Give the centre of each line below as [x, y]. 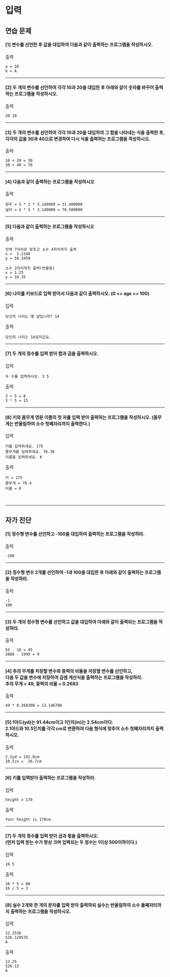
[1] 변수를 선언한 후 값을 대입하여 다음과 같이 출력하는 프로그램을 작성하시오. [79, 45]
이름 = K [13, 489]
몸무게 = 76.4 [18, 483]
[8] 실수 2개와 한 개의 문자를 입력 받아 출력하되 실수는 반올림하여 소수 [73, 905]
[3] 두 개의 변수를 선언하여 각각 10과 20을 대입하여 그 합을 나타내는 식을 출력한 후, [85, 132]
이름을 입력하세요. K [24, 457]
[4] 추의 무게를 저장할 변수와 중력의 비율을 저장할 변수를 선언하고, [69, 671]
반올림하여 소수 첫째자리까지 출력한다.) [52, 423]
